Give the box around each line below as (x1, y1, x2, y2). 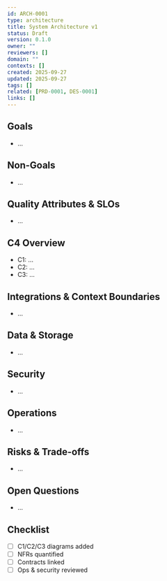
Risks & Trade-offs (7, 445, 90, 458)
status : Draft (7, 29, 49, 37)
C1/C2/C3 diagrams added (17, 542, 94, 550)
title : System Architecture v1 (7, 23, 98, 30)
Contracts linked (17, 558, 65, 566)
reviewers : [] (7, 50, 49, 57)
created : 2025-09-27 (7, 69, 67, 76)
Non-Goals (7, 159, 56, 171)
